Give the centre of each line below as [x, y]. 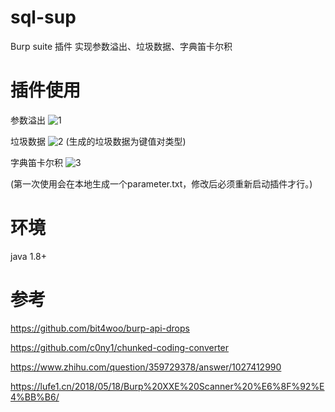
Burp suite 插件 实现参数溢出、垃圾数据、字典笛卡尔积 [121, 46]
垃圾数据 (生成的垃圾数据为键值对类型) [98, 141]
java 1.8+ [28, 256]
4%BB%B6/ [35, 397]
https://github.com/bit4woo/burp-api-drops [100, 328]
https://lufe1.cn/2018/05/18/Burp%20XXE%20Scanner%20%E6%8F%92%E [167, 386]
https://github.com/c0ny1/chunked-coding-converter [120, 347]
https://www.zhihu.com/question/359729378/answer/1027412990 [146, 367]
